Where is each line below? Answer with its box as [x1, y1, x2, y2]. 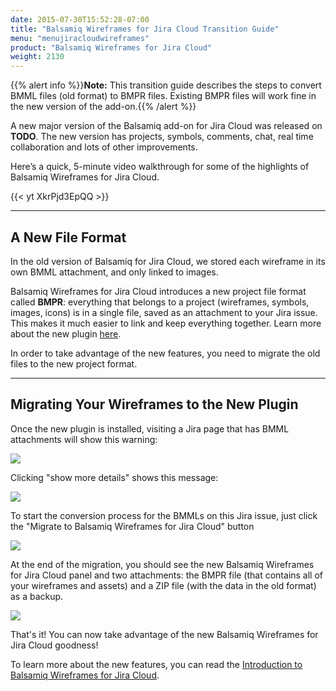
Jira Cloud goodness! [10, 639, 99, 651]
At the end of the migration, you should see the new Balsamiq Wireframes [10, 558, 315, 570]
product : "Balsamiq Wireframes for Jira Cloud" [10, 42, 213, 53]
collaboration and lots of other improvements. [10, 141, 198, 153]
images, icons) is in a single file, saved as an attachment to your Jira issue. [10, 306, 318, 318]
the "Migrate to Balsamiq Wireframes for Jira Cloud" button [10, 520, 255, 532]
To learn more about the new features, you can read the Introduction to [10, 658, 303, 670]
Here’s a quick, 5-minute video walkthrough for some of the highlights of [10, 161, 310, 173]
